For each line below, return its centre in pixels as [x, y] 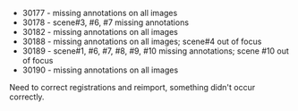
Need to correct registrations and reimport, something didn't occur [132, 87]
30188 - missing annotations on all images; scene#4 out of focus [142, 41]
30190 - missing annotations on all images [100, 70]
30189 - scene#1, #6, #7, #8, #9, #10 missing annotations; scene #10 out [155, 51]
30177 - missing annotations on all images [100, 13]
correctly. [27, 97]
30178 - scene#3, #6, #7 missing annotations [106, 22]
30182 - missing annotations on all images [100, 32]
